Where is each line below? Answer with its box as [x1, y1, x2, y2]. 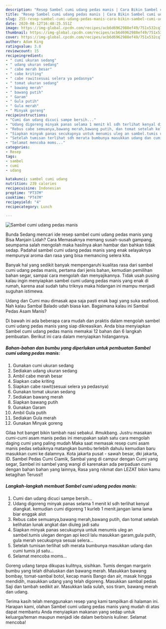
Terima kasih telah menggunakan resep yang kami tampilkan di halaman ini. [5, 598, 159, 604]
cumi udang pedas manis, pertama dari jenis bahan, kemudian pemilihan [5, 267, 153, 273]
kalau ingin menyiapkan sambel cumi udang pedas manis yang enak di [5, 278, 149, 284]
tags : [5, 154, 17, 159]
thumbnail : [5, 30, 28, 35]
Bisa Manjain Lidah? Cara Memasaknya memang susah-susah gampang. [5, 237, 153, 243]
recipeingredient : [5, 53, 43, 58]
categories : [5, 145, 30, 150]
